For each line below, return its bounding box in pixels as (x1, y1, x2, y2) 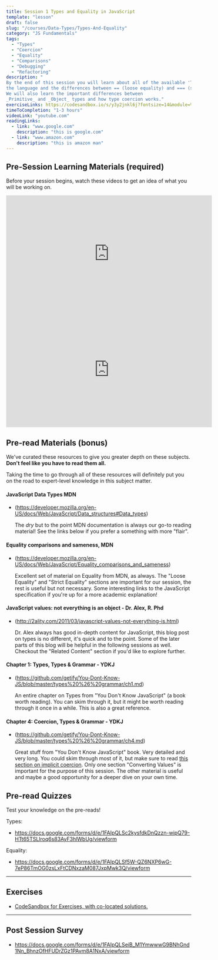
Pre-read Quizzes (6, 790, 72, 801)
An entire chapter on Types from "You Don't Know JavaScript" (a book (14, 692, 186, 699)
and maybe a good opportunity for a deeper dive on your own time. (14, 774, 178, 781)
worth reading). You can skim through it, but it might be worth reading (14, 699, 184, 706)
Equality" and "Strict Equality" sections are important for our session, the (14, 578, 192, 585)
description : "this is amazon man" (16, 140, 104, 146)
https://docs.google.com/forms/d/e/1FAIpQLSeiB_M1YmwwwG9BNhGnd (14, 941, 190, 948)
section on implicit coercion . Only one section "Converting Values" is (14, 761, 182, 769)
